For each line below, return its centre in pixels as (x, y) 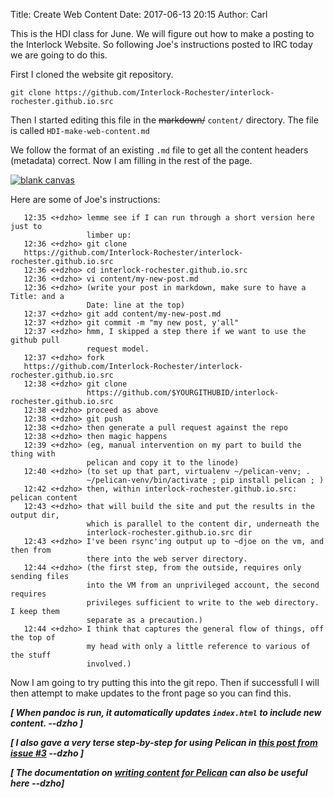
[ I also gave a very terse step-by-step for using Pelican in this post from (164, 742)
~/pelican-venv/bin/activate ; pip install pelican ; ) (205, 480)
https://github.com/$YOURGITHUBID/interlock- (183, 393)
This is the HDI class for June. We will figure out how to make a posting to (162, 33)
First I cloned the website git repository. (92, 74)
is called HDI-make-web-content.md (80, 130)
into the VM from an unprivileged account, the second (203, 585)
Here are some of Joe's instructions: (85, 199)
